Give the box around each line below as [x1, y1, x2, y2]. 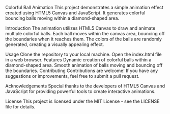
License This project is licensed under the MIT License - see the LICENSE [5, 98, 160, 104]
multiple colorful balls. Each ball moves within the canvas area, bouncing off [5, 31, 165, 36]
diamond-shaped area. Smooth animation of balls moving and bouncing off [5, 62, 163, 68]
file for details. [5, 104, 36, 109]
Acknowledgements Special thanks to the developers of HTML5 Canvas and [5, 83, 165, 89]
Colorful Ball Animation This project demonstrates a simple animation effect [5, 5, 164, 10]
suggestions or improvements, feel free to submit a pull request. [5, 73, 140, 79]
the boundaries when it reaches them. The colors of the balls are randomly [5, 36, 162, 42]
